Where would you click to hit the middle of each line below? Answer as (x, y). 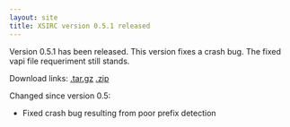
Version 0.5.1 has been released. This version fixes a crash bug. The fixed (145, 51)
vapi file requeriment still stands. (70, 61)
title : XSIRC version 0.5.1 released (80, 26)
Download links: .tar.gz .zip (59, 78)
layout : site (34, 17)
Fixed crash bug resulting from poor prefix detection (119, 113)
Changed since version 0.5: (60, 96)
